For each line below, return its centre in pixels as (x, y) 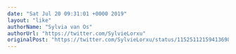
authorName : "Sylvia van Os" (50, 27)
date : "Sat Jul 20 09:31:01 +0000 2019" (67, 14)
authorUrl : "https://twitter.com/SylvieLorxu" (77, 33)
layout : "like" (29, 20)
